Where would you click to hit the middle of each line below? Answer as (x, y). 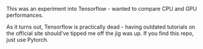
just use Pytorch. (27, 40)
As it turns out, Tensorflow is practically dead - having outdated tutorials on (101, 27)
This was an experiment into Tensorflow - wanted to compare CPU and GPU (102, 9)
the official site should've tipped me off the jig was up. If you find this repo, (100, 33)
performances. (25, 15)
